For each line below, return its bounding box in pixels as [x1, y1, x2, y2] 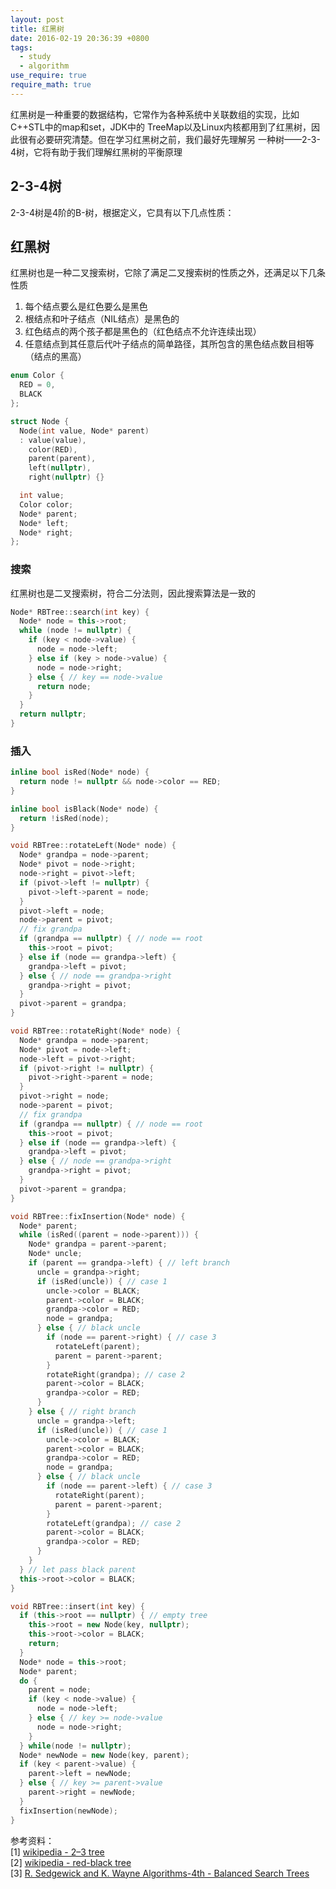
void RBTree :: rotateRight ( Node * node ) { [10, 1026, 182, 1036]
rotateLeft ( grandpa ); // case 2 [46, 1518, 182, 1528]
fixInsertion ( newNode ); [19, 1806, 118, 1816]
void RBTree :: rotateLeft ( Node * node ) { [10, 841, 177, 851]
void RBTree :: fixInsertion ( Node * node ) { [10, 1211, 186, 1221]
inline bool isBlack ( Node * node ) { [10, 804, 159, 814]
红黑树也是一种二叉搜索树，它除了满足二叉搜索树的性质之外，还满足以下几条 [10, 267, 326, 279]
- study [19, 52, 52, 62]
